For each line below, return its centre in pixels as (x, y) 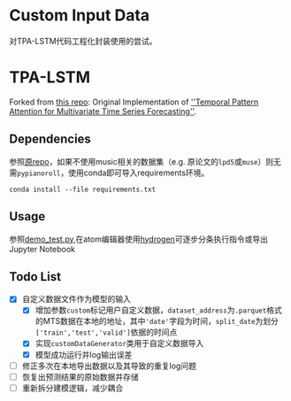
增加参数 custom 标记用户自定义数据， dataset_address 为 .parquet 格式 (159, 310)
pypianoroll (39, 174)
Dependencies (50, 139)
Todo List (35, 277)
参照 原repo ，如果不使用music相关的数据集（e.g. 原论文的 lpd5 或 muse (134, 161)
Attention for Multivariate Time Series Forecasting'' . (103, 111)
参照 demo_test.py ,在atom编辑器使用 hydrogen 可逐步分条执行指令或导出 (138, 239)
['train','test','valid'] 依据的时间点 (106, 332)
